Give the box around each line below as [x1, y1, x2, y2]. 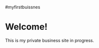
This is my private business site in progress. [5, 37, 95, 43]
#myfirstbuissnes [5, 4, 40, 10]
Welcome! [5, 22, 48, 32]
